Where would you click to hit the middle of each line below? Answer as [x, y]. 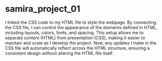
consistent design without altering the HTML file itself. [59, 53]
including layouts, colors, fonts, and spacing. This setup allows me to [74, 32]
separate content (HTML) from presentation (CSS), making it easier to [75, 38]
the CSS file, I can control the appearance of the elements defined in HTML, [81, 27]
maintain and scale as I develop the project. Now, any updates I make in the [81, 43]
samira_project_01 [43, 9]
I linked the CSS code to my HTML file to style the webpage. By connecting [81, 22]
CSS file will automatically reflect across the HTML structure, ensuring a [77, 48]
